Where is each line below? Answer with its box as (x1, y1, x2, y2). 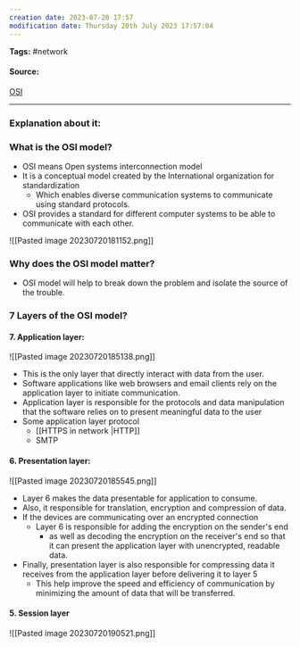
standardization (21, 179, 80, 190)
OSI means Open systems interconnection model (21, 161, 203, 171)
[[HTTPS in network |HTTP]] (35, 426, 140, 436)
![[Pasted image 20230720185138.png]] (9, 352, 156, 362)
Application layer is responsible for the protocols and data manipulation (21, 397, 285, 408)
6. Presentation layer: (9, 455, 91, 466)
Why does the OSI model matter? (9, 257, 155, 270)
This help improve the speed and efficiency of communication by (35, 577, 275, 589)
